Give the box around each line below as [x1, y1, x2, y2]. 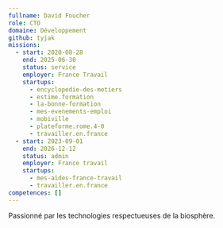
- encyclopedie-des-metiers [29, 85, 123, 94]
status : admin [22, 152, 69, 160]
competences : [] [8, 188, 62, 197]
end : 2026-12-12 [22, 145, 77, 153]
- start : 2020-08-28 [15, 48, 83, 56]
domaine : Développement [8, 26, 87, 34]
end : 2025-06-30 [22, 56, 77, 64]
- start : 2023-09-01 [15, 137, 83, 145]
